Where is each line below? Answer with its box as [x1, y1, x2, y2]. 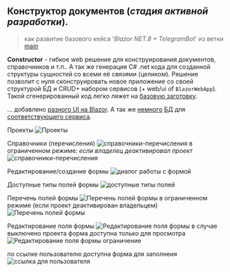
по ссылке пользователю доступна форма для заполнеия [7, 249, 178, 258]
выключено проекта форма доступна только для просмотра [7, 229, 186, 237]
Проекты [7, 125, 34, 134]
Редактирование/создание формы [7, 167, 109, 175]
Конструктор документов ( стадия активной [7, 6, 209, 17]
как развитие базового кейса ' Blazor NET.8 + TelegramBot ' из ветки [23, 34, 224, 43]
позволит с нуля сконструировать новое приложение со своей [7, 77, 194, 85]
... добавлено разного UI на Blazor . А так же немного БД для [7, 105, 186, 113]
